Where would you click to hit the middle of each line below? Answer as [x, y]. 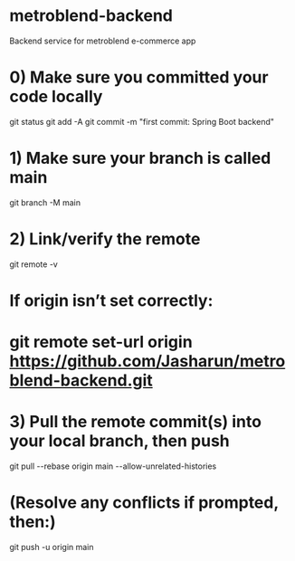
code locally [56, 97]
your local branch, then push [120, 441]
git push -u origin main [52, 547]
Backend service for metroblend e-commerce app [103, 41]
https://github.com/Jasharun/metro [147, 361]
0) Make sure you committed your [139, 77]
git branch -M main [45, 202]
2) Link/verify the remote [105, 239]
